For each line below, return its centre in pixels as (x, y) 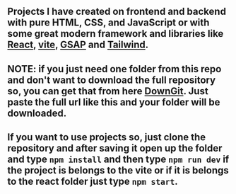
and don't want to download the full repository (112, 80)
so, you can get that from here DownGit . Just (108, 91)
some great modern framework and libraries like (116, 34)
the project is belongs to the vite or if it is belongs (118, 170)
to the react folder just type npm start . (93, 182)
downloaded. (37, 113)
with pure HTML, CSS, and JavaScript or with (108, 23)
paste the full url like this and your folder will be (114, 102)
